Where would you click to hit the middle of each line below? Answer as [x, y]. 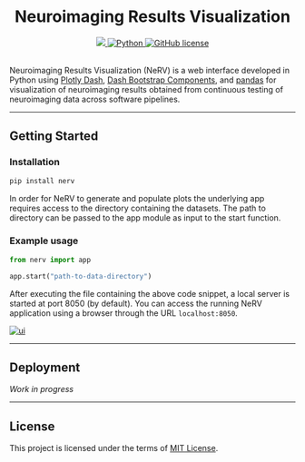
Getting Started [54, 137]
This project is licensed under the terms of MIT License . [114, 448]
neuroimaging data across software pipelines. [95, 99]
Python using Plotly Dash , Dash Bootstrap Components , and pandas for [143, 80]
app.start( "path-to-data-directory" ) [81, 276]
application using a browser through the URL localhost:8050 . [123, 313]
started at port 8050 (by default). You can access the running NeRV [136, 303]
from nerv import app [50, 260]
